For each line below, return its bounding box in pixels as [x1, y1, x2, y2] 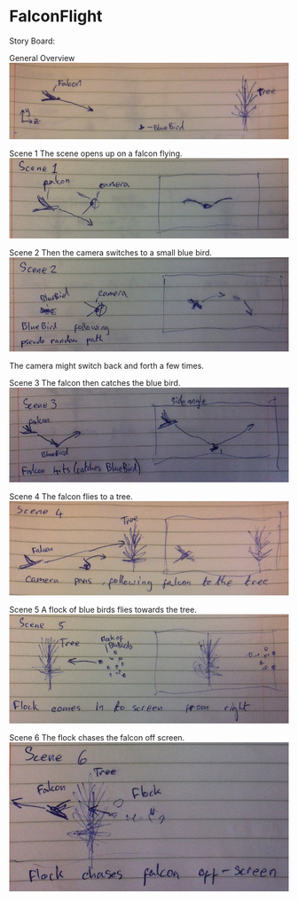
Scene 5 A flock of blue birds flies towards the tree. [9, 605, 197, 615]
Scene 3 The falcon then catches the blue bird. [9, 378, 181, 388]
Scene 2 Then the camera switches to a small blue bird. [9, 247, 213, 258]
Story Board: [9, 35, 56, 46]
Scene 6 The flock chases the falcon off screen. [9, 732, 185, 742]
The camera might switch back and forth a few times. [9, 361, 204, 372]
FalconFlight [9, 6, 103, 27]
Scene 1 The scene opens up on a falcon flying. [9, 148, 184, 159]
